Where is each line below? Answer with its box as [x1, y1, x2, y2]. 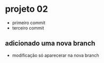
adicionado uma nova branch [5, 39, 96, 48]
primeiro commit [12, 20, 45, 26]
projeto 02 [5, 3, 48, 15]
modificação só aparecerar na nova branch [12, 52, 99, 58]
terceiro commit [12, 25, 44, 31]
